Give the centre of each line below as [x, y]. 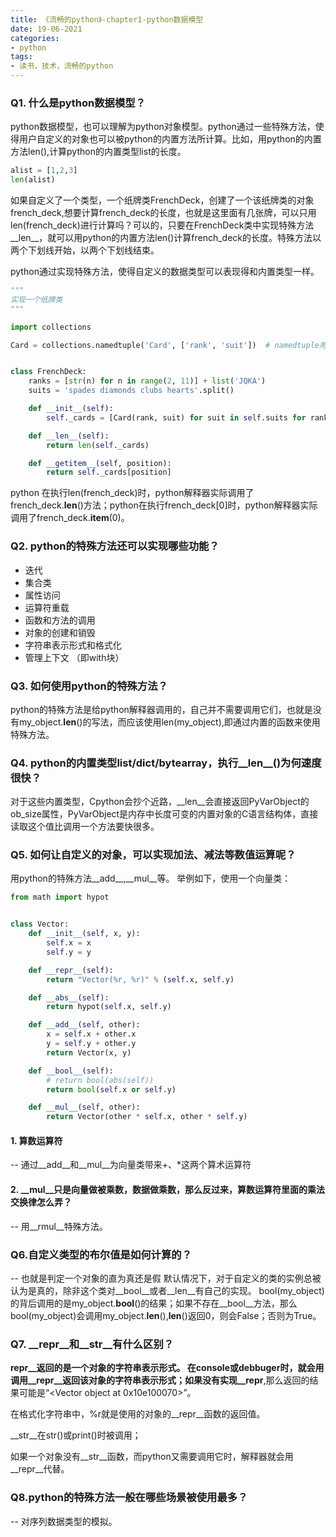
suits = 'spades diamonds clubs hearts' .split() [131, 391]
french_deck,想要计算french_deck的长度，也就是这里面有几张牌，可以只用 [163, 213]
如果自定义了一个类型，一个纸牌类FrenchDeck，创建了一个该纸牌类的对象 [162, 200]
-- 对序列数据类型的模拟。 [64, 1521]
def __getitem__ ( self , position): [100, 463]
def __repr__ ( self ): [71, 970]
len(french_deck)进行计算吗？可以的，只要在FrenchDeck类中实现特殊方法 [162, 225]
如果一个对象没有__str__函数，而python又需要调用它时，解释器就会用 [152, 1457]
